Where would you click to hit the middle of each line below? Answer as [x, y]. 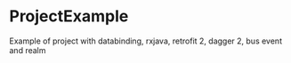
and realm [28, 50]
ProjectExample [69, 16]
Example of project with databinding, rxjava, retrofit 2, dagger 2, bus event [146, 41]
